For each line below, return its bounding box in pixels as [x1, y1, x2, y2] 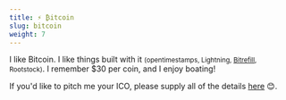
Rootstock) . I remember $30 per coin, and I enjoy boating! [9, 63, 216, 74]
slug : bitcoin [9, 21, 63, 30]
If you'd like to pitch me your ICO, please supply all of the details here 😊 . [9, 81, 278, 92]
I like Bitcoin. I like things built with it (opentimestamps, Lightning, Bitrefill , [9, 54, 257, 65]
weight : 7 [9, 29, 46, 38]
